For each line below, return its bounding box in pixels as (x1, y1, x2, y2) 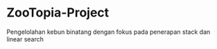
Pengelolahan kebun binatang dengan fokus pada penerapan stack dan (6, 28, 211, 36)
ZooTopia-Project (6, 5, 110, 21)
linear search (6, 35, 44, 43)
